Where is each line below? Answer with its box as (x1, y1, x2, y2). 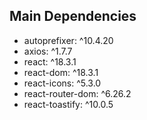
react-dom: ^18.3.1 (23, 66, 99, 78)
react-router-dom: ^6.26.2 (23, 87, 132, 99)
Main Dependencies (9, 8, 137, 25)
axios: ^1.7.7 (23, 45, 73, 57)
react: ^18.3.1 (23, 55, 77, 68)
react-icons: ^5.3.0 (23, 77, 102, 89)
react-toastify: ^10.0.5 (23, 98, 114, 110)
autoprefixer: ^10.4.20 (23, 34, 114, 46)
